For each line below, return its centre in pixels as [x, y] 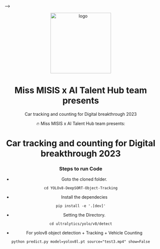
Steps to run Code [81, 169]
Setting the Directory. [84, 215]
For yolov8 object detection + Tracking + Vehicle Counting [84, 233]
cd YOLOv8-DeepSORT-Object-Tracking [81, 188]
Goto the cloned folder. [84, 179]
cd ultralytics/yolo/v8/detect [81, 224]
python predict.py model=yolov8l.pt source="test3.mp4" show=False [81, 242]
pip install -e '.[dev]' [81, 206]
